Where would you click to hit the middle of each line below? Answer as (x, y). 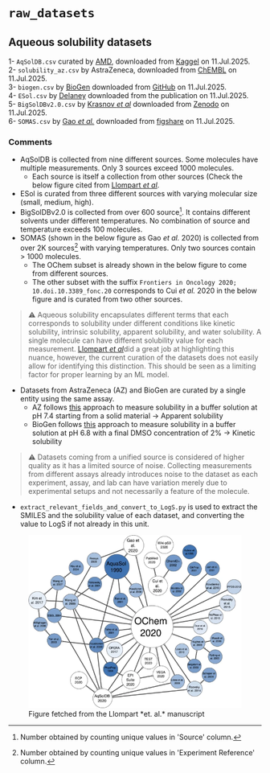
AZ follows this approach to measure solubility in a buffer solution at (145, 407)
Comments (30, 142)
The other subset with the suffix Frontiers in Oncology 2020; (134, 282)
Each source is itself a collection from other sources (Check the (137, 177)
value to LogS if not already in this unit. (85, 524)
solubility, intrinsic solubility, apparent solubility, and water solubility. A (145, 331)
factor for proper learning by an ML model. (98, 374)
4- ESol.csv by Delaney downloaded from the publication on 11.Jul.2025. (129, 95)
